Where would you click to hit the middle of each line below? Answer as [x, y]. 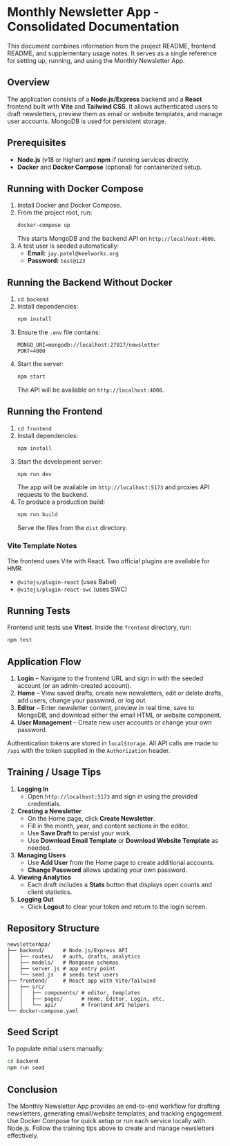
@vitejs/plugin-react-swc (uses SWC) [72, 589]
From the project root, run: [55, 212]
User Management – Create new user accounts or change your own [114, 722]
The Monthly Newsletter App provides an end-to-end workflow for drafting [114, 1106]
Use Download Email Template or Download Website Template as [123, 840]
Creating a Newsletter [49, 811]
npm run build [37, 515]
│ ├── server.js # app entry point [61, 968]
